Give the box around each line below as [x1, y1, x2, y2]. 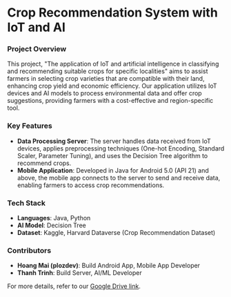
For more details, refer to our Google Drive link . [7, 282, 141, 291]
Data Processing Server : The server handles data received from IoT [17, 137, 212, 145]
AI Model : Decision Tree [17, 221, 86, 229]
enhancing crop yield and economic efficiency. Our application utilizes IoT [7, 82, 217, 90]
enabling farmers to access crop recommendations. [17, 181, 165, 189]
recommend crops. [17, 159, 72, 167]
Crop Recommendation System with [7, 5, 219, 21]
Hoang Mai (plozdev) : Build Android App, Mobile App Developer [17, 261, 201, 270]
